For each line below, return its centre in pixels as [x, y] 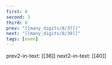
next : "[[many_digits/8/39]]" [44, 34]
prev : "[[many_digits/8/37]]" [44, 28]
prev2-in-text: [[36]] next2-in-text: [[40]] [56, 56]
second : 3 [18, 17]
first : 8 [17, 12]
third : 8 [17, 22]
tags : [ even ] [22, 39]
